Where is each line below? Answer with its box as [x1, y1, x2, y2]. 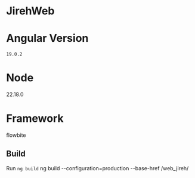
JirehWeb [6, 4, 55, 18]
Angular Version [6, 32, 89, 45]
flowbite [6, 131, 26, 139]
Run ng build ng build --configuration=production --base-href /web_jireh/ [6, 164, 189, 171]
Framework [6, 112, 64, 125]
